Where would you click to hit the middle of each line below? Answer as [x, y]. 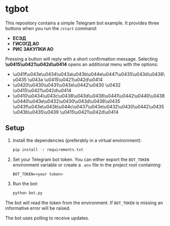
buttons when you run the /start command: [51, 28]
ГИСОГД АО [26, 43]
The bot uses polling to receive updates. [47, 218]
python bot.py [27, 193]
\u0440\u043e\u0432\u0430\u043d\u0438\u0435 [66, 101]
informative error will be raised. [38, 208]
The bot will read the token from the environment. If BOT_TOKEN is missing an [84, 203]
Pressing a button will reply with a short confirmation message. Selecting [82, 59]
